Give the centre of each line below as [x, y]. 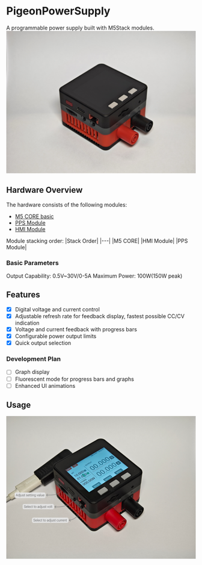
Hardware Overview [44, 190]
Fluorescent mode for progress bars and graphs [74, 379]
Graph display [32, 372]
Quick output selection [43, 343]
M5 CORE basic [34, 216]
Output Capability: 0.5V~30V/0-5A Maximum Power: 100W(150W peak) [94, 276]
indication [27, 323]
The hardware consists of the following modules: [67, 204]
